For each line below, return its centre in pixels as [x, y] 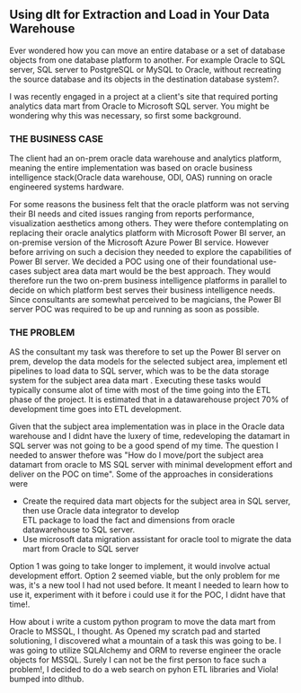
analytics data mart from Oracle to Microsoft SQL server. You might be [139, 106]
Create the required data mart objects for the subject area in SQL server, [156, 501]
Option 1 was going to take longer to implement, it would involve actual [140, 566]
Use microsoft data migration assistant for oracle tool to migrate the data [157, 539]
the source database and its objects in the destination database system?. [145, 79]
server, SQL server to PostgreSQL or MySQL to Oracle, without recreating [145, 69]
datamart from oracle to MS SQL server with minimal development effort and [151, 465]
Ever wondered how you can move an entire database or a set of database [147, 50]
